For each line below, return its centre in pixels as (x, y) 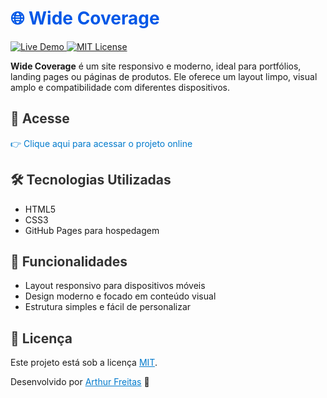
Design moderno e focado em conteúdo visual (120, 296)
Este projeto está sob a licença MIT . (84, 363)
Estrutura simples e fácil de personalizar (108, 307)
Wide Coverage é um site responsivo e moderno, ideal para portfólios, (156, 66)
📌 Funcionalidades (69, 261)
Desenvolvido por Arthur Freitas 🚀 (80, 382)
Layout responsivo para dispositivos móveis (115, 286)
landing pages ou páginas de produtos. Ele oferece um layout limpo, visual (164, 76)
